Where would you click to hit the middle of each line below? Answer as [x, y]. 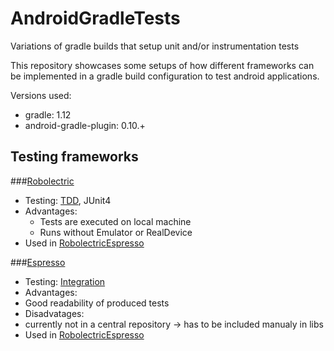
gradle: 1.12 [48, 114]
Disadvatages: [54, 313]
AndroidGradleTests [95, 18]
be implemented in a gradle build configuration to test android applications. [165, 76]
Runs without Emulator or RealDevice [116, 232]
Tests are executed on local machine [115, 221]
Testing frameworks [74, 157]
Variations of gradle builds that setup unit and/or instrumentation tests [155, 46]
